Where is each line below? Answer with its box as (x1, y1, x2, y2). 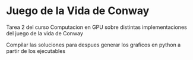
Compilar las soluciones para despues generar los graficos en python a (6, 41, 181, 48)
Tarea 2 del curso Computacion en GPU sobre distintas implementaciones (6, 24, 187, 31)
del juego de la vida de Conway (6, 29, 83, 36)
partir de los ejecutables (6, 47, 66, 54)
